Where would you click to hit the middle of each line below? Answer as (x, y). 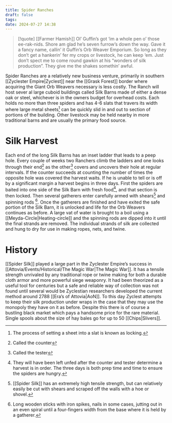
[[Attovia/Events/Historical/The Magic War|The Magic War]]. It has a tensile (85, 270)
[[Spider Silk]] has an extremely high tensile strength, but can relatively (88, 384)
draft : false (19, 15)
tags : (11, 19)
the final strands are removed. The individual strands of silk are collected (82, 224)
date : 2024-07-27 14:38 (31, 24)
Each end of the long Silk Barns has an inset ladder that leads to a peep (81, 155)
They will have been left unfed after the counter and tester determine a (87, 363)
